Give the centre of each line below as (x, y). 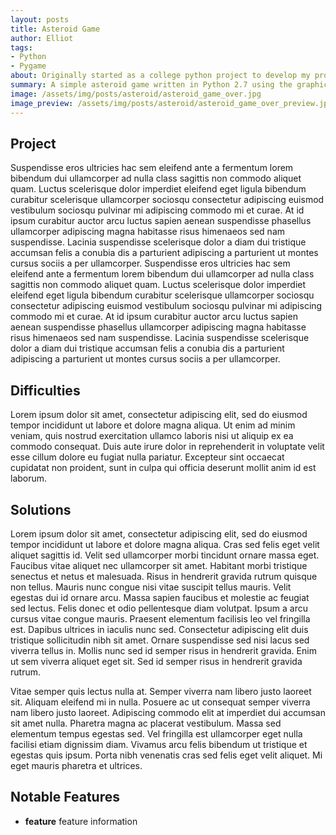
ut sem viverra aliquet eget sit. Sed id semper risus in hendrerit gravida (156, 661)
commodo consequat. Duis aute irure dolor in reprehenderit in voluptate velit (167, 447)
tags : (21, 47)
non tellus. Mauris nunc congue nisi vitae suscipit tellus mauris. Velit (151, 587)
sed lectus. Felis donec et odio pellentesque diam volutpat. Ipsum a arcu (159, 608)
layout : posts (40, 19)
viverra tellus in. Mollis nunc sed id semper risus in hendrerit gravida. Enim (163, 650)
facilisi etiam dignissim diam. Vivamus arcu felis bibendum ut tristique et (159, 744)
